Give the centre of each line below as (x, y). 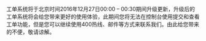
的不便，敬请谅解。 (31, 32)
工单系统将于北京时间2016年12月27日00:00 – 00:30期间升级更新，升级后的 (101, 9)
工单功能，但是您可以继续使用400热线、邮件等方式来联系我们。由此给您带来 (103, 24)
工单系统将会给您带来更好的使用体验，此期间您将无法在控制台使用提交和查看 (103, 17)
